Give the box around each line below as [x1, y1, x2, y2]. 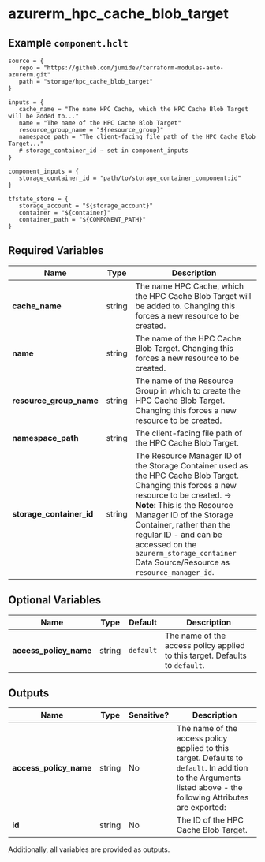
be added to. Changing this [135, 300, 236, 312]
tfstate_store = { [8, 195, 69, 203]
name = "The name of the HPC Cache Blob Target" [18, 119, 181, 127]
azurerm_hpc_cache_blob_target [8, 5, 229, 23]
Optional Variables [8, 593, 101, 607]
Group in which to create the [135, 385, 241, 396]
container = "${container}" [18, 209, 111, 217]
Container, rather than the [135, 519, 231, 530]
